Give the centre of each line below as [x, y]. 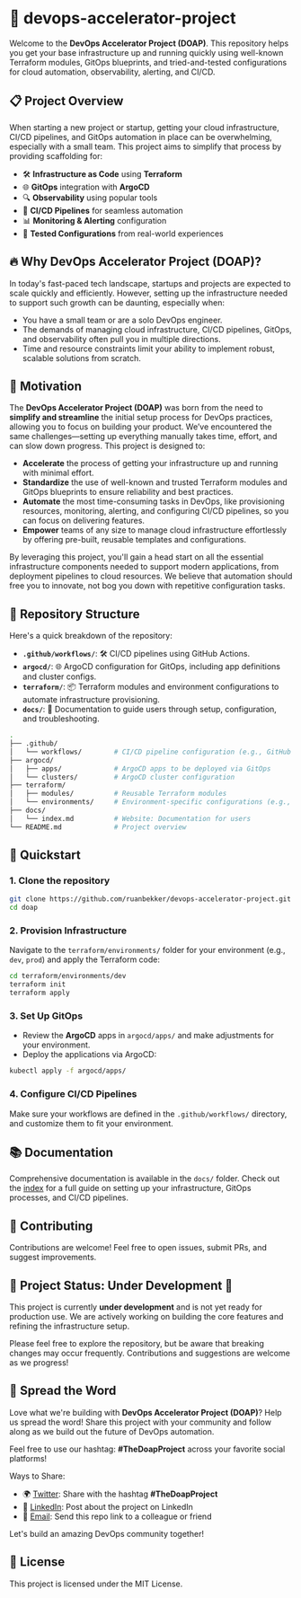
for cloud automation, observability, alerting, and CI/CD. [112, 72]
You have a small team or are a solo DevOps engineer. [122, 320]
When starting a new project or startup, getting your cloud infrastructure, [145, 127]
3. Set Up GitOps [46, 1016]
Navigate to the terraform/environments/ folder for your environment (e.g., [147, 950]
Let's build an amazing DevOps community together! [107, 1533]
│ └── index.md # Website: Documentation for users [130, 818]
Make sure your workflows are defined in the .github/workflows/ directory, [148, 1114]
